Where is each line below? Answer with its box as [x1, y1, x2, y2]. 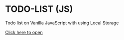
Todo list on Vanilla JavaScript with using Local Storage [5, 20, 119, 26]
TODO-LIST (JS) [5, 3, 73, 15]
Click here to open [5, 29, 43, 35]
